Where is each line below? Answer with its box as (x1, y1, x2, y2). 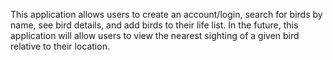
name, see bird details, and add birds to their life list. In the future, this (10, 19, 299, 31)
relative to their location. (10, 40, 110, 52)
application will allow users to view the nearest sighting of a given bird (10, 30, 300, 41)
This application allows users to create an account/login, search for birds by (10, 9, 323, 20)
